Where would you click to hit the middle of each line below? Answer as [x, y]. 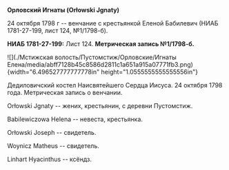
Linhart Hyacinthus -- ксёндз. [49, 159]
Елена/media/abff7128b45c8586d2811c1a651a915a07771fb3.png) [100, 64]
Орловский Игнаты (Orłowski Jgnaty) [63, 10]
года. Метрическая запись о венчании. [65, 93]
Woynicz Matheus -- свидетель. [53, 146]
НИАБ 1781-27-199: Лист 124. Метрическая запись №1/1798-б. [101, 44]
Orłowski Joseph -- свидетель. [52, 132]
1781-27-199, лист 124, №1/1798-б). [58, 31]
